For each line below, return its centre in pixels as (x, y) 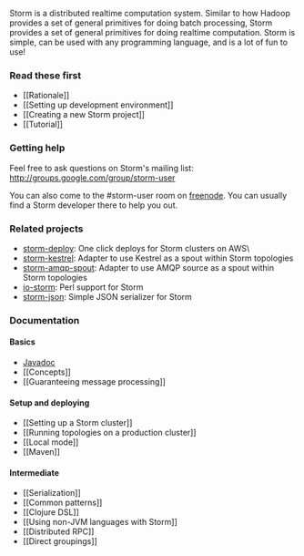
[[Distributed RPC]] (58, 531)
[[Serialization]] (52, 493)
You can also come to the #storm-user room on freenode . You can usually (148, 195)
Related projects (46, 229)
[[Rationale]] (46, 96)
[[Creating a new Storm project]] (84, 115)
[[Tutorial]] (43, 124)
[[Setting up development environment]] (98, 105)
